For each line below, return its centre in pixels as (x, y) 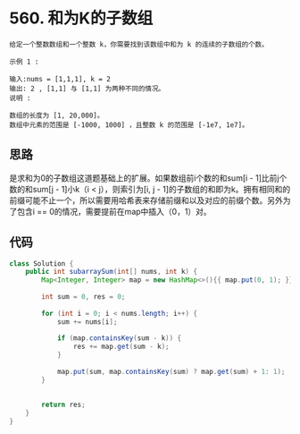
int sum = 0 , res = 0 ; (83, 297)
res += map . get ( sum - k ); (121, 347)
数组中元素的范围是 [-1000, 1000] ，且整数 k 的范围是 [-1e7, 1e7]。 (129, 125)
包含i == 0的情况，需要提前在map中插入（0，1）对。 (114, 211)
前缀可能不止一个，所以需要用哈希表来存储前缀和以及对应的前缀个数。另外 (146, 200)
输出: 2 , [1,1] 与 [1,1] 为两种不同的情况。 (87, 89)
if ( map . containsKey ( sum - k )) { (119, 338)
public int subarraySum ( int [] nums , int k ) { (112, 272)
